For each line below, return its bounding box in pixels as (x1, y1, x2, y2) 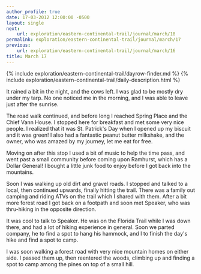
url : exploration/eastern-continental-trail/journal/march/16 (17, 48, 176, 54)
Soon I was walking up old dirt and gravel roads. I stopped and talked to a (6, 180, 188, 187)
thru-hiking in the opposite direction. (6, 205, 97, 213)
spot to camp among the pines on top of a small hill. (6, 260, 134, 267)
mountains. (6, 168, 34, 176)
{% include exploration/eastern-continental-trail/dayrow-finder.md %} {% (6, 70, 189, 77)
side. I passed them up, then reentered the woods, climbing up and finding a (6, 254, 195, 261)
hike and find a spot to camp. (6, 236, 79, 243)
